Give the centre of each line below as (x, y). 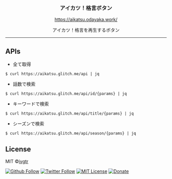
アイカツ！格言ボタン (86, 8)
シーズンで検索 (28, 124)
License (18, 149)
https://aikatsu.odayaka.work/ (86, 19)
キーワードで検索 (31, 104)
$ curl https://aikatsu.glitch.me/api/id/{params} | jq (66, 94)
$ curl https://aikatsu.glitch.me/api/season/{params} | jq (71, 133)
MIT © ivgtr (17, 161)
